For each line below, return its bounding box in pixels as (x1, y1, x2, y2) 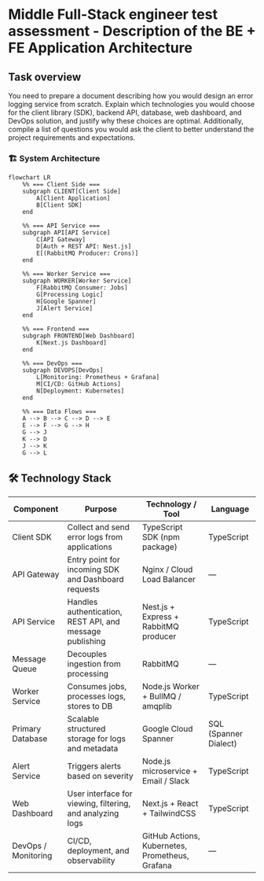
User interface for (67, 788, 133, 799)
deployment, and (67, 846, 130, 857)
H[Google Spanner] (36, 297, 97, 306)
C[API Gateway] (36, 236, 86, 244)
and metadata (67, 743, 119, 754)
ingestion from (67, 658, 121, 669)
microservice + (141, 765, 198, 776)
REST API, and (67, 616, 120, 627)
